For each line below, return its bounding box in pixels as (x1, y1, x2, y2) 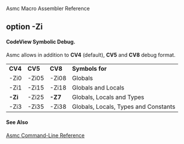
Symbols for (72, 64, 107, 73)
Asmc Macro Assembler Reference (6, 5, 90, 12)
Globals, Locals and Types (72, 93, 145, 101)
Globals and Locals (72, 83, 124, 91)
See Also (6, 119, 28, 126)
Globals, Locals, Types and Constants (72, 102, 176, 111)
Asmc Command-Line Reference (6, 132, 85, 139)
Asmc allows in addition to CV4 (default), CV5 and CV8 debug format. (6, 51, 176, 58)
